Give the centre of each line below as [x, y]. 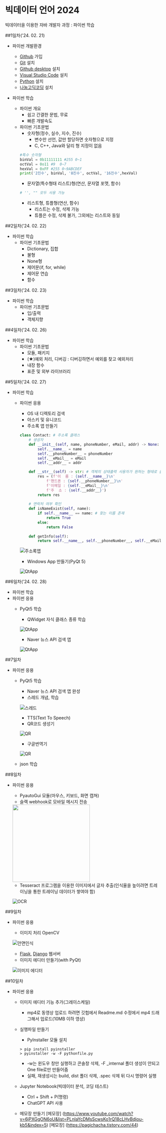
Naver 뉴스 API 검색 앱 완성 [54, 691]
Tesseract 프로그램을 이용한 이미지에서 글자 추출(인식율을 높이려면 [84, 885]
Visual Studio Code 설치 [44, 75]
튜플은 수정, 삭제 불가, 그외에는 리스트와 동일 [77, 216]
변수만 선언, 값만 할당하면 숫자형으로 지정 [74, 139]
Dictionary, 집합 [42, 249]
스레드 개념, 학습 [43, 698]
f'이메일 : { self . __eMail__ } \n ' [78, 486]
